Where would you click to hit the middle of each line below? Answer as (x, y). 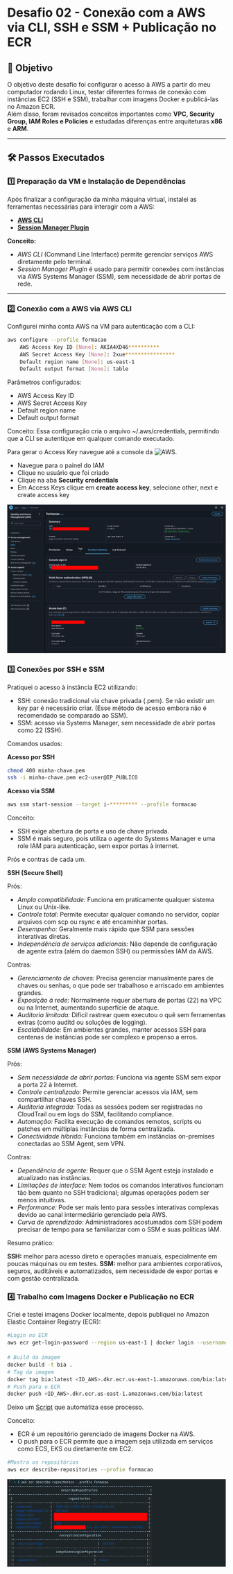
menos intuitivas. (42, 1200)
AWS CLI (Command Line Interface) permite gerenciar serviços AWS (115, 254)
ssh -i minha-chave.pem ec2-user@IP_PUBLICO (72, 778)
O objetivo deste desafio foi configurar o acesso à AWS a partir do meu (109, 84)
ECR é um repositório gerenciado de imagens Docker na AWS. (106, 1434)
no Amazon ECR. (31, 106)
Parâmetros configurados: (44, 382)
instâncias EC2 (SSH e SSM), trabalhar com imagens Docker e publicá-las (113, 99)
